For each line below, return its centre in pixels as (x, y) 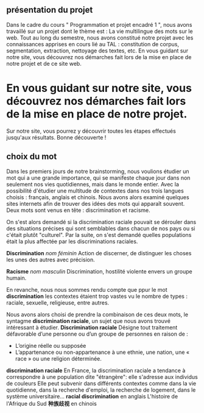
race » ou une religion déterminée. (58, 358)
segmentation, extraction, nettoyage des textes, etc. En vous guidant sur (97, 51)
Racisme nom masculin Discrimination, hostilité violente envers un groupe (100, 271)
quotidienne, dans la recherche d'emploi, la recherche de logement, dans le (101, 390)
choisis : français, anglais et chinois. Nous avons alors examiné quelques (98, 197)
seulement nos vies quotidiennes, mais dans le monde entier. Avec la (93, 184)
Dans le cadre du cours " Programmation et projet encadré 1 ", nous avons (99, 24)
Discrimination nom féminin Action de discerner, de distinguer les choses (99, 253)
